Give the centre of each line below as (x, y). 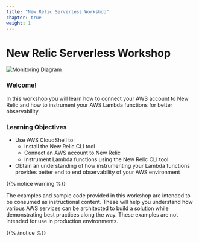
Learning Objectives (37, 127)
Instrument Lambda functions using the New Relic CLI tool (96, 159)
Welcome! (22, 85)
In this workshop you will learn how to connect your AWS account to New (97, 98)
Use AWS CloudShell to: (45, 140)
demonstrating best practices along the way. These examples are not (92, 214)
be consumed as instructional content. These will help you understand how (99, 202)
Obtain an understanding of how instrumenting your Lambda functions (102, 165)
